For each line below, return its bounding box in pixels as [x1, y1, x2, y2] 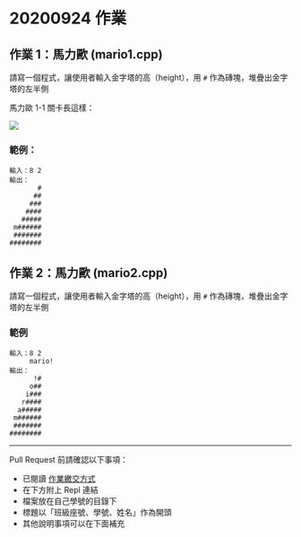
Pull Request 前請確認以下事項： [9, 455, 128, 465]
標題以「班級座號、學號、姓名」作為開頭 [21, 507, 172, 518]
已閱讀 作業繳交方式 [21, 473, 96, 484]
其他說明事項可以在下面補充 [21, 518, 125, 529]
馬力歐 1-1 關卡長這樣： [9, 102, 95, 113]
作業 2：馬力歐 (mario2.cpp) [9, 265, 168, 281]
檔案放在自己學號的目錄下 [21, 496, 117, 507]
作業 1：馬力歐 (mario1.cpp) [9, 47, 163, 62]
